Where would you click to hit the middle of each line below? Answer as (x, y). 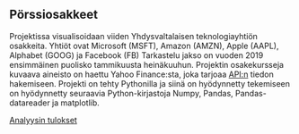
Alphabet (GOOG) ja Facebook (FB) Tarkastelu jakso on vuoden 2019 (136, 55)
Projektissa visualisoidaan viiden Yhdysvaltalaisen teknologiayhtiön (134, 36)
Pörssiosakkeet (54, 15)
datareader (30, 103)
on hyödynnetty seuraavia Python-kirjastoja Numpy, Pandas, (121, 93)
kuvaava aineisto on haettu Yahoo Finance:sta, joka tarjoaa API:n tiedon (141, 74)
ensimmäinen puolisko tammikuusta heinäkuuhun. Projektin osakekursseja (147, 64)
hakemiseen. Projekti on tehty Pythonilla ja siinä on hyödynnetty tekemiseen (149, 83)
